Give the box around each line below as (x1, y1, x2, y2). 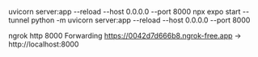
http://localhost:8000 (8, 39, 79, 49)
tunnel (8, 15, 30, 25)
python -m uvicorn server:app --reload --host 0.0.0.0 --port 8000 (31, 15, 251, 25)
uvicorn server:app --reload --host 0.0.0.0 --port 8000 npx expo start (8, 7, 241, 16)
